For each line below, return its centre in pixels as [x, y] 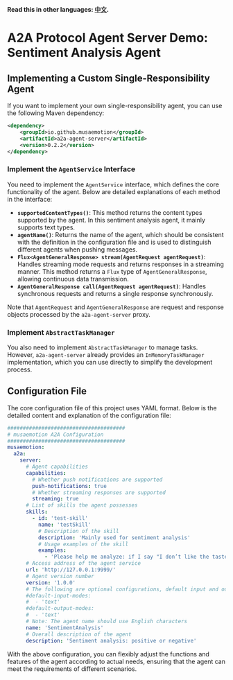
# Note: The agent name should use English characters [106, 622]
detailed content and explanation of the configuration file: [89, 415]
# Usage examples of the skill [83, 544]
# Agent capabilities [57, 467]
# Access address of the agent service [83, 564]
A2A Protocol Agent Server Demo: [107, 38]
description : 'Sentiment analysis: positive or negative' [111, 640]
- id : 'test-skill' [60, 518]
